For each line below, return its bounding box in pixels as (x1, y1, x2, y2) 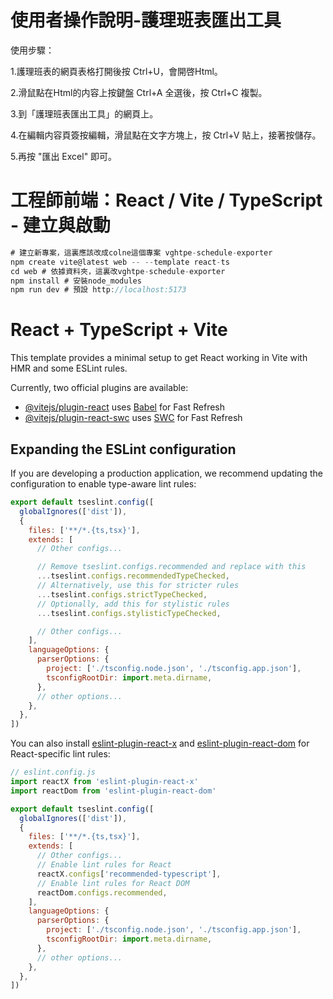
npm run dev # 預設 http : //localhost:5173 (10, 285, 187, 295)
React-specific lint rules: (10, 748, 111, 760)
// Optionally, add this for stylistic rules (36, 599, 230, 609)
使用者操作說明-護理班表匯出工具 (10, 9, 282, 32)
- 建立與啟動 (10, 214, 111, 237)
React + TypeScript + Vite (10, 319, 228, 341)
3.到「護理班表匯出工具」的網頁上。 (10, 107, 159, 120)
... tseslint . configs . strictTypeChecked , (36, 589, 208, 600)
